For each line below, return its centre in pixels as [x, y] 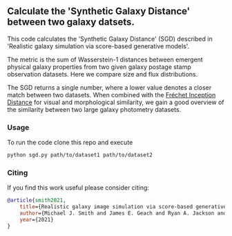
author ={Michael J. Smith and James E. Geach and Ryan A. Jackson [117, 213]
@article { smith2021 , [37, 200]
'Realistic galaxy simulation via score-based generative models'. [98, 46]
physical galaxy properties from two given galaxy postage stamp [99, 67]
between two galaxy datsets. [71, 22]
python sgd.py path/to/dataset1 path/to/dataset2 [80, 155]
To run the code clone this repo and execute [70, 142]
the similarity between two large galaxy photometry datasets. [94, 109]
